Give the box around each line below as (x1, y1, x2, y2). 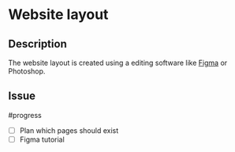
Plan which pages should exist (19, 125, 119, 135)
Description (8, 37, 67, 51)
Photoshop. (8, 66, 46, 76)
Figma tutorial (19, 135, 65, 144)
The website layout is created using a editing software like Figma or (8, 58, 228, 67)
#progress (8, 110, 42, 120)
